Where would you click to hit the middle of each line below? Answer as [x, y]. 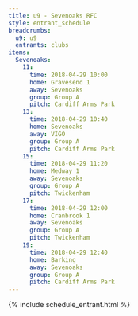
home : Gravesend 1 [59, 82]
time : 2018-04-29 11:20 [69, 164]
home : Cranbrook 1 [59, 216]
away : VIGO [47, 134]
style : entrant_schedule [49, 23]
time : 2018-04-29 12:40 [69, 252]
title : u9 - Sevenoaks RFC [53, 16]
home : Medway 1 [54, 171]
